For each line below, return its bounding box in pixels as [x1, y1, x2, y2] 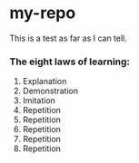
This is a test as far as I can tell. [9, 33, 127, 43]
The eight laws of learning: [9, 55, 130, 68]
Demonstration [22, 85, 79, 97]
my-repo [9, 3, 76, 24]
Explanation [22, 76, 67, 87]
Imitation [22, 95, 56, 106]
